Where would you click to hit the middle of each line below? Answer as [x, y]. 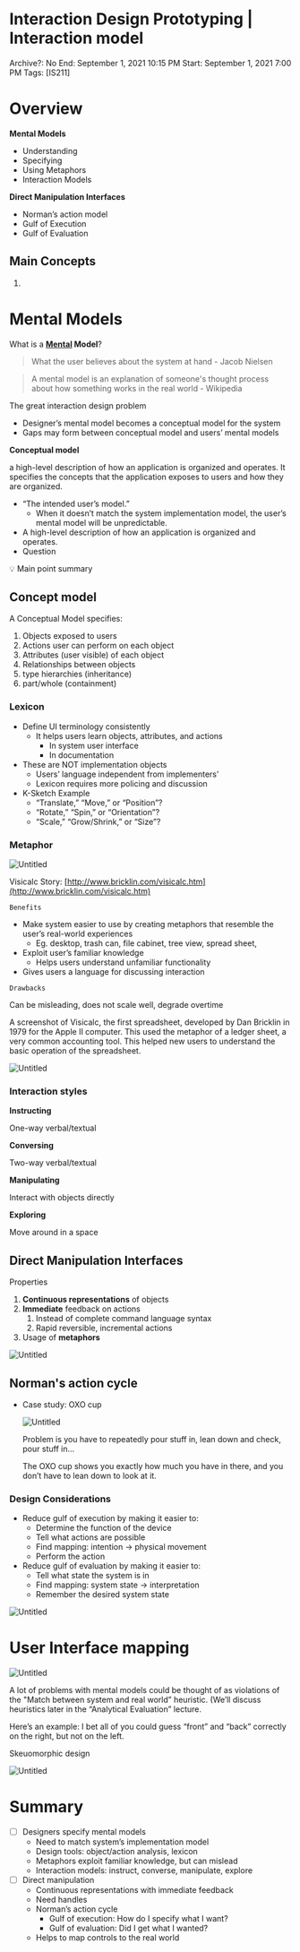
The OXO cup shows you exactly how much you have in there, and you [153, 1466]
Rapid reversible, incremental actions [104, 1328]
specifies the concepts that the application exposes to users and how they [146, 477]
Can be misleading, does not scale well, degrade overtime [116, 1005]
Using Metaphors [54, 169]
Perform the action [70, 1556]
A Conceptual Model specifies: [66, 619]
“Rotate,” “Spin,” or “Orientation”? [98, 812]
